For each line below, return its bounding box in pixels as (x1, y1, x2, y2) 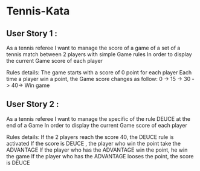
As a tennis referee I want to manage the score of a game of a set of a (6, 44, 181, 51)
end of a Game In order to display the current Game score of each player (6, 121, 187, 129)
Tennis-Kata (6, 4, 70, 18)
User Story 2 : (6, 99, 59, 109)
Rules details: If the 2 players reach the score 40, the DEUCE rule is (6, 133, 174, 140)
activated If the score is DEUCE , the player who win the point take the (6, 140, 181, 147)
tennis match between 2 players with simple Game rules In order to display (6, 51, 192, 58)
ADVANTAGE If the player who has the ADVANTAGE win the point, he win (6, 146, 188, 153)
